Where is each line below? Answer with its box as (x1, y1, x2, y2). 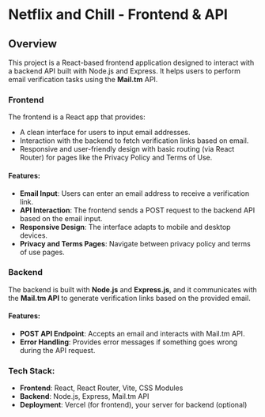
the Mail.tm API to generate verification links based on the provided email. (8, 293, 251, 302)
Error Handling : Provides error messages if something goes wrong (19, 337, 238, 347)
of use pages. (19, 247, 65, 257)
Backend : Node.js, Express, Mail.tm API (19, 392, 150, 401)
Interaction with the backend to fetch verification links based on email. (19, 136, 249, 145)
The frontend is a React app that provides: (8, 112, 146, 122)
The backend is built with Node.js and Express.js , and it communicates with (8, 284, 257, 294)
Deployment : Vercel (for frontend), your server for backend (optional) (19, 400, 248, 410)
